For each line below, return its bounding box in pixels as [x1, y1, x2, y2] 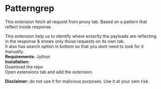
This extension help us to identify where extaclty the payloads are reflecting [5, 33, 157, 39]
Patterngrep [5, 3, 55, 14]
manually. [5, 49, 24, 54]
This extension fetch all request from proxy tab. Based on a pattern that [5, 19, 147, 25]
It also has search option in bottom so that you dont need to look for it [5, 43, 144, 49]
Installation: [5, 59, 30, 64]
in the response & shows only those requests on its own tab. [5, 38, 125, 44]
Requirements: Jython [5, 53, 51, 59]
